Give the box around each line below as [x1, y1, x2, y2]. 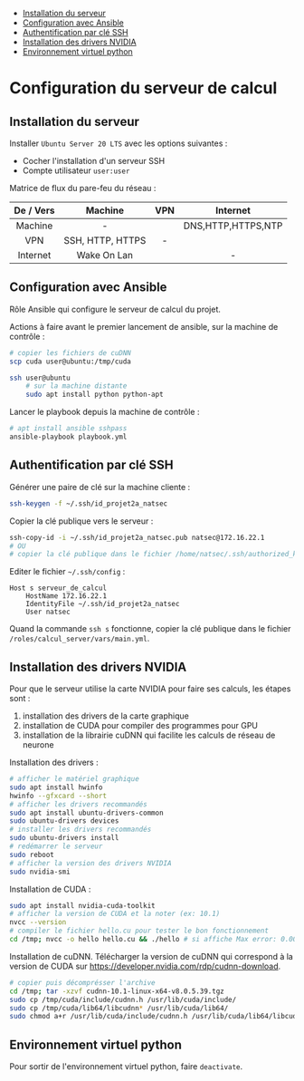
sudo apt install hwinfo [9, 783, 103, 792]
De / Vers [14, 204, 55, 217]
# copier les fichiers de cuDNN [9, 348, 131, 357]
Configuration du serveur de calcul [9, 78, 278, 99]
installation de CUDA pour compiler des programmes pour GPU [22, 720, 259, 731]
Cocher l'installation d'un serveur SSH [22, 156, 166, 166]
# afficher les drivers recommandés [9, 799, 147, 809]
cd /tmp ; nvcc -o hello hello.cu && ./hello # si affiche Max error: [9, 935, 278, 944]
